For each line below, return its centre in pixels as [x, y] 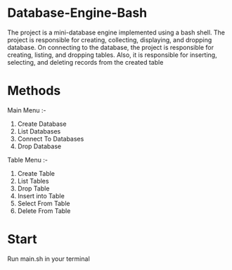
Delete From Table [44, 211]
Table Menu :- [27, 160]
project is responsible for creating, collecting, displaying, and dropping [110, 39]
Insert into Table [41, 195]
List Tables [33, 181]
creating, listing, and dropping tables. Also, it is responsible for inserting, [112, 55]
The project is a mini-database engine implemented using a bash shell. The [116, 32]
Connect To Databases [51, 139]
